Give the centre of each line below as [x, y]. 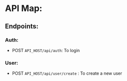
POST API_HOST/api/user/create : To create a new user [67, 73]
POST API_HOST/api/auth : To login [46, 50]
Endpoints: [22, 26]
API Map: [24, 8]
